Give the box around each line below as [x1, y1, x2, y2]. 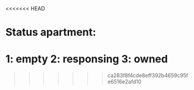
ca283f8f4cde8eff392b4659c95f [107, 72, 189, 79]
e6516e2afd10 [107, 78, 142, 85]
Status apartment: [5, 26, 96, 39]
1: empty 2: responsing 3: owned [5, 52, 168, 66]
